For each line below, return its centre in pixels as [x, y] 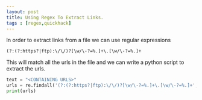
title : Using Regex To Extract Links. [55, 17]
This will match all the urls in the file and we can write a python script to [95, 62]
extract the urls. [26, 69]
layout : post [23, 12]
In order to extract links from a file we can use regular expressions [89, 40]
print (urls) [21, 91]
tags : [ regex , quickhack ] [39, 23]
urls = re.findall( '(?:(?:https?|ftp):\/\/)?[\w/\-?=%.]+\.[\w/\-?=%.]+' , [102, 86]
